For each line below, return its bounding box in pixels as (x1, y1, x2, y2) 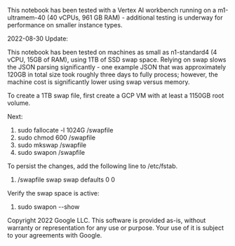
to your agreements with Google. (7, 231, 102, 239)
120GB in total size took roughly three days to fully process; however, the (7, 70, 219, 78)
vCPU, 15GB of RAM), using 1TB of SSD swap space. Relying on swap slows (7, 55, 227, 64)
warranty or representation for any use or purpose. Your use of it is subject (7, 224, 224, 232)
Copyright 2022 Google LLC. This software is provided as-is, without (7, 217, 206, 224)
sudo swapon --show (17, 203, 80, 211)
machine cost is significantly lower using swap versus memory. (7, 78, 190, 86)
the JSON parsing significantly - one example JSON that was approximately (7, 63, 227, 71)
